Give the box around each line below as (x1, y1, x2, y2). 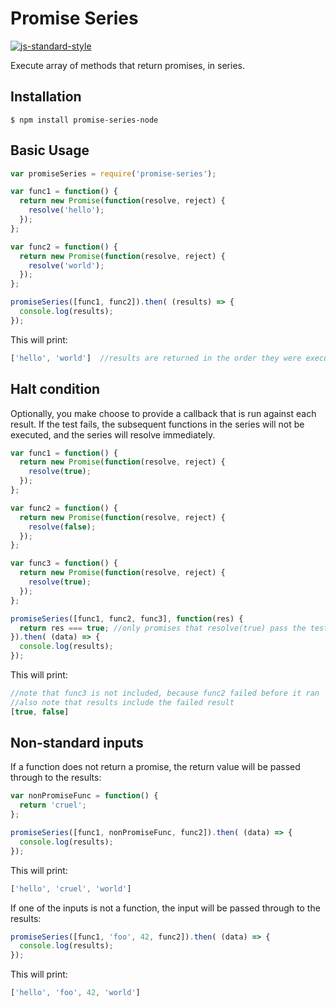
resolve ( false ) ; (28, 522, 97, 532)
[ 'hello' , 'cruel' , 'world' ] (10, 883, 132, 894)
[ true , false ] (10, 707, 70, 717)
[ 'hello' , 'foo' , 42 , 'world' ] (10, 988, 141, 998)
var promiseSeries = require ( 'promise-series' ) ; (10, 168, 217, 179)
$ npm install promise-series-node (10, 115, 159, 125)
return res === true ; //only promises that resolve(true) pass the (19, 623, 307, 633)
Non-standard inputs (10, 735, 144, 752)
